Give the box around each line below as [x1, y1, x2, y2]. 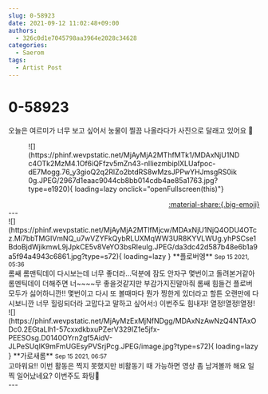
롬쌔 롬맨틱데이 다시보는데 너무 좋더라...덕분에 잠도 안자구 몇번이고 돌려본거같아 [8, 269, 255, 278]
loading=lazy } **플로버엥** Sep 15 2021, [123, 251, 250, 261]
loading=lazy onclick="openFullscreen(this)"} [74, 184, 225, 193]
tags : [8, 57, 26, 65]
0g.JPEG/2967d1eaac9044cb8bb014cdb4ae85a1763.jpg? [28, 175, 218, 185]
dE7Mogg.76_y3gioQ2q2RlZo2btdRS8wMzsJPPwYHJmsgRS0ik [28, 167, 238, 177]
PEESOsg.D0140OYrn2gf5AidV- [8, 332, 113, 342]
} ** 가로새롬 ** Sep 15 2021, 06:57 [8, 351, 108, 360]
